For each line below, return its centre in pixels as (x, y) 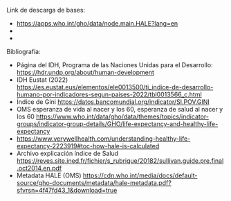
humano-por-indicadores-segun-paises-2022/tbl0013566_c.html (109, 94)
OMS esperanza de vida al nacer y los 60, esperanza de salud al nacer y (120, 109)
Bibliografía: (24, 52)
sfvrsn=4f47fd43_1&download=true (67, 190)
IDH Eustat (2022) (42, 80)
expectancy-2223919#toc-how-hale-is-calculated (88, 146)
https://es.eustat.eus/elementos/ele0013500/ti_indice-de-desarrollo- (115, 87)
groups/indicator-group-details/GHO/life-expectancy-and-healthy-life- (117, 124)
